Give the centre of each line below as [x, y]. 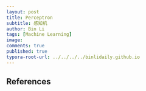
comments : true [26, 46]
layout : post [23, 12]
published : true [27, 52]
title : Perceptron [30, 18]
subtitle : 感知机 [27, 23]
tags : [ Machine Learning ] [39, 35]
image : [15, 40]
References [29, 82]
